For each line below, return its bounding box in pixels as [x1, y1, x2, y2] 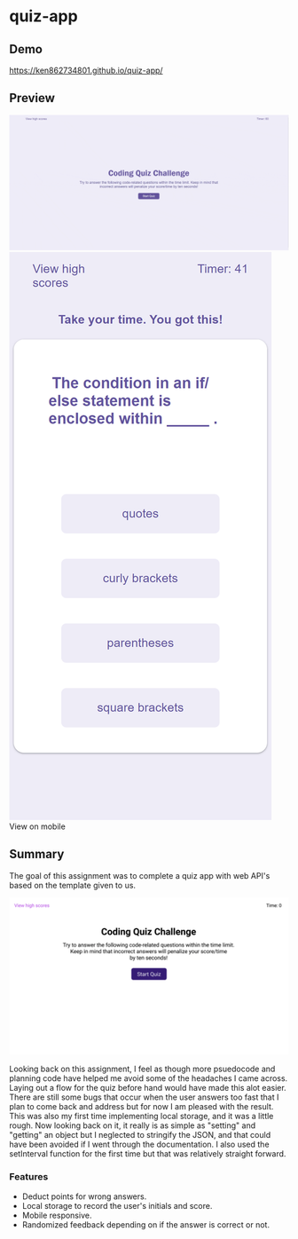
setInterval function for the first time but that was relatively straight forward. [9, 1148, 286, 1159]
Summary [9, 847, 65, 862]
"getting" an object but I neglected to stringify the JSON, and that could [9, 1130, 271, 1140]
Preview [9, 91, 56, 106]
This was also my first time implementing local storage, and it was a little [9, 1111, 274, 1122]
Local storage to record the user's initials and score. [21, 1200, 213, 1211]
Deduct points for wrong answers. [21, 1191, 147, 1202]
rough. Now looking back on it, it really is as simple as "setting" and [9, 1120, 256, 1131]
